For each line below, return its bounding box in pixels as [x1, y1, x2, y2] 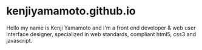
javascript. [6, 37, 33, 44]
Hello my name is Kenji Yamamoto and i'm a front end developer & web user [6, 24, 196, 31]
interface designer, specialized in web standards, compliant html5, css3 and [6, 30, 197, 37]
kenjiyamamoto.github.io [6, 4, 136, 18]
